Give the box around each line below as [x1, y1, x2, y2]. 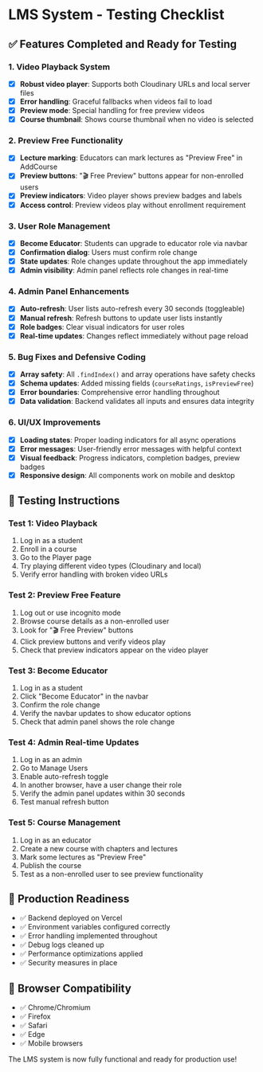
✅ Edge [19, 1030, 45, 1039]
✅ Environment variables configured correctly [19, 922, 171, 932]
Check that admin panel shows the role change [19, 717, 175, 726]
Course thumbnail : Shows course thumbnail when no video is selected [19, 115, 253, 124]
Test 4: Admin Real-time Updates [8, 737, 139, 748]
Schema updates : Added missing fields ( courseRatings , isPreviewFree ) [19, 378, 254, 388]
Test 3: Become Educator [8, 665, 108, 676]
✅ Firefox [19, 1011, 51, 1021]
